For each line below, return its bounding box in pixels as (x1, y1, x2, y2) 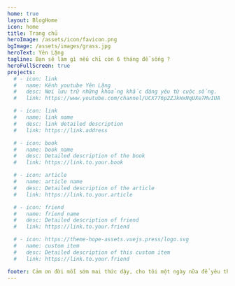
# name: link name (13, 114, 73, 121)
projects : (7, 69, 36, 76)
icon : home (7, 23, 39, 30)
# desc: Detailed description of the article (13, 185, 155, 192)
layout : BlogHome (7, 17, 58, 24)
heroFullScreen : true (7, 62, 71, 69)
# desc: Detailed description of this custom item (13, 249, 171, 256)
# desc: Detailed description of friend (13, 217, 139, 224)
